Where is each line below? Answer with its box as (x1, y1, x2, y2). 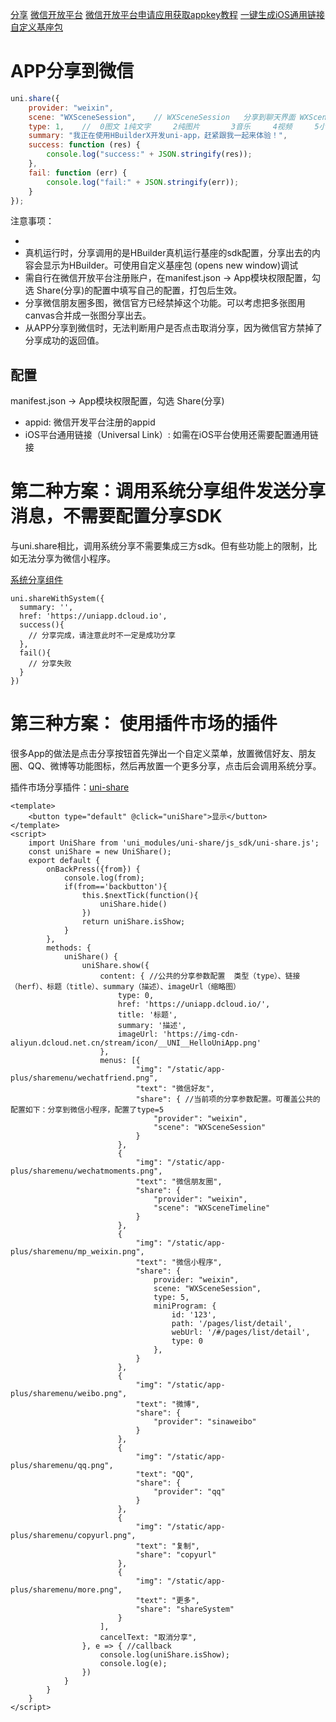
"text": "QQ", (135, 1469, 195, 1480)
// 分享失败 (28, 659, 72, 669)
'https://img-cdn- (162, 1029, 240, 1040)
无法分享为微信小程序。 (18, 553, 116, 565)
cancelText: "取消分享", (99, 1633, 198, 1643)
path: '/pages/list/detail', (171, 1319, 293, 1329)
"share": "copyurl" (135, 1550, 217, 1560)
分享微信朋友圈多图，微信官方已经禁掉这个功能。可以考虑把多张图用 (24, 297, 306, 309)
